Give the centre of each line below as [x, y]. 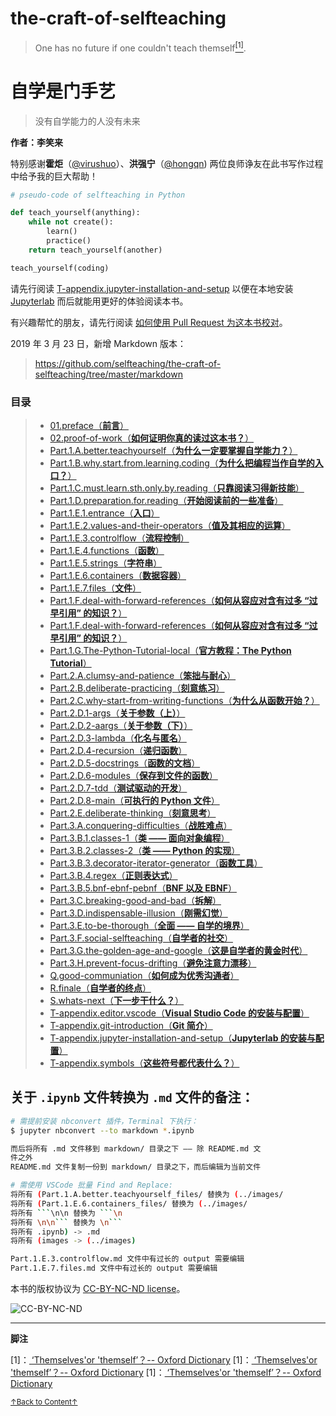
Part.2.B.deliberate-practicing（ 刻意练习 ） [137, 688]
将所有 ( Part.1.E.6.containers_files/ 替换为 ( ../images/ [129, 1203]
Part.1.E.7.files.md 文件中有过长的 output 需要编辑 [114, 1268]
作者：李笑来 [36, 142]
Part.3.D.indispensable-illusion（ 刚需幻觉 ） [138, 913]
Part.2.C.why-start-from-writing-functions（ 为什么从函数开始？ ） [184, 700]
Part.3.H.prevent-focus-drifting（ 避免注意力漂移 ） [153, 963]
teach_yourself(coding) [60, 268]
